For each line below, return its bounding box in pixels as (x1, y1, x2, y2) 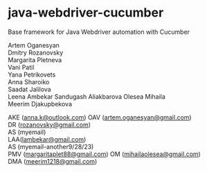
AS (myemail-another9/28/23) (8, 142, 94, 151)
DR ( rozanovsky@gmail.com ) (8, 120, 91, 128)
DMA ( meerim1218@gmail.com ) (8, 157, 98, 165)
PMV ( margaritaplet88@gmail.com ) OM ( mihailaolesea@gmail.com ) (8, 150, 201, 158)
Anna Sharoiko (8, 77, 50, 86)
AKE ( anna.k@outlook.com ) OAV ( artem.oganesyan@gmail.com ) (8, 113, 192, 122)
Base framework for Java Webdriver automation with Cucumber (8, 28, 190, 36)
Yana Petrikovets (8, 70, 56, 79)
